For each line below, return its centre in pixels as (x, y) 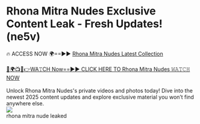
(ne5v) (23, 37)
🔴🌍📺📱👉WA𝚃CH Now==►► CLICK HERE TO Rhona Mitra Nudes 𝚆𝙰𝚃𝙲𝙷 (98, 69)
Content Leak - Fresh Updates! (84, 24)
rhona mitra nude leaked (37, 116)
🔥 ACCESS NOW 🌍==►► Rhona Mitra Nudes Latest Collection (85, 54)
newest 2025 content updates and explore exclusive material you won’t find (100, 97)
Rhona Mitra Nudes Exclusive (81, 11)
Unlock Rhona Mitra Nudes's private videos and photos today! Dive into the (99, 90)
